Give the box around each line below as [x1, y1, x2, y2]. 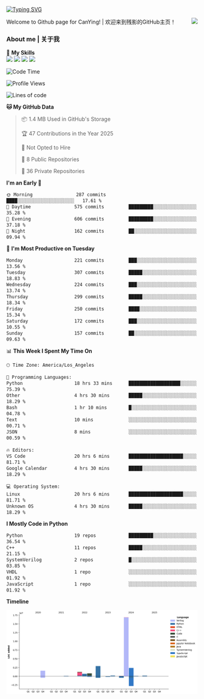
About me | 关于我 [6, 35, 60, 43]
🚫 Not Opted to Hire [21, 144, 71, 151]
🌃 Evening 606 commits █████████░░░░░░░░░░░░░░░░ [6, 216, 197, 222]
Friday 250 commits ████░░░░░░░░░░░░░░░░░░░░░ [6, 306, 197, 312]
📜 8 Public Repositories [21, 155, 80, 163]
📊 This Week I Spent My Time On [6, 347, 92, 355]
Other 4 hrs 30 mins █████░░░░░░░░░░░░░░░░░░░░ [6, 392, 197, 399]
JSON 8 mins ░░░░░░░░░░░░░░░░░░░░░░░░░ [6, 429, 197, 435]
